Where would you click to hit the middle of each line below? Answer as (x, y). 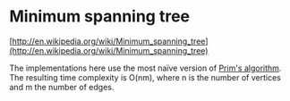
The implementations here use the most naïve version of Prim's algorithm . (145, 68)
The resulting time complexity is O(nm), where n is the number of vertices (145, 77)
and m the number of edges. (62, 87)
